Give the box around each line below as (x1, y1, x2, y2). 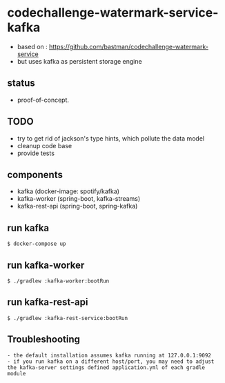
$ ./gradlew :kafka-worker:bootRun (7, 278, 110, 285)
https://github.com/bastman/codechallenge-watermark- (49, 42, 209, 51)
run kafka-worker (7, 259, 85, 271)
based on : (17, 42, 48, 51)
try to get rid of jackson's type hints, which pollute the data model (17, 134, 205, 143)
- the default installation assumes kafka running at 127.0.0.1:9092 (7, 352, 212, 359)
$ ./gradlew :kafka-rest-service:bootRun (7, 314, 128, 321)
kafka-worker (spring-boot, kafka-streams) (17, 195, 141, 203)
